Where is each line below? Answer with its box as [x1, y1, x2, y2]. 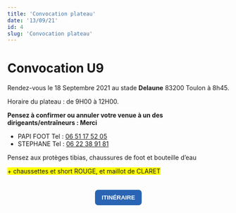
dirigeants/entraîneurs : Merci [7, 118, 97, 127]
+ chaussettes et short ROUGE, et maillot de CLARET [7, 167, 161, 176]
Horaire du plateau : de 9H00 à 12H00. [7, 97, 119, 106]
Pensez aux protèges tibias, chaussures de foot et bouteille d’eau [7, 153, 197, 162]
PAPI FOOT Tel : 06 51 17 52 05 [17, 132, 108, 141]
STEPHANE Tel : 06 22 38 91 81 [17, 140, 109, 148]
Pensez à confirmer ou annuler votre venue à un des [7, 111, 163, 120]
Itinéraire [101, 194, 135, 202]
